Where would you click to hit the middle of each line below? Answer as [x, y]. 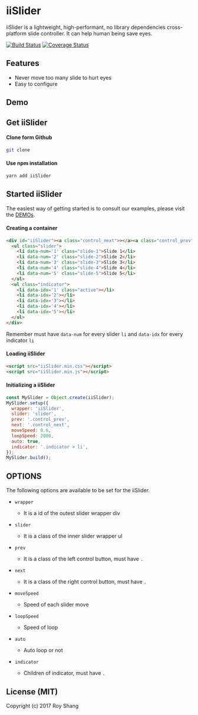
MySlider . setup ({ [27, 403]
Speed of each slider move [56, 605]
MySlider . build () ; [29, 458]
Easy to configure [36, 84]
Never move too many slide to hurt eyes [63, 77]
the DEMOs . [21, 215]
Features [23, 63]
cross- [175, 27]
